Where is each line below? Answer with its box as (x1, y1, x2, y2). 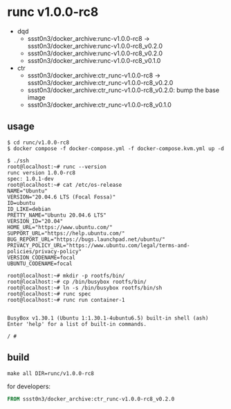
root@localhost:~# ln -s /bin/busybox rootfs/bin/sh (7, 284, 163, 291)
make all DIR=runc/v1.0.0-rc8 (7, 370, 95, 377)
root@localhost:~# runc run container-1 (7, 296, 126, 303)
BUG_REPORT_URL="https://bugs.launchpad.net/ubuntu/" (7, 236, 166, 243)
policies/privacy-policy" (7, 248, 82, 255)
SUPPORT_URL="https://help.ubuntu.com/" (7, 230, 126, 237)
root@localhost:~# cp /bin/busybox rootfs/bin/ (7, 278, 147, 285)
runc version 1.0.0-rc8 (7, 169, 76, 176)
